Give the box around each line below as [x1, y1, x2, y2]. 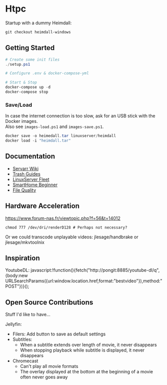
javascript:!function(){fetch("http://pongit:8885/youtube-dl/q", [30, 267, 160, 273]
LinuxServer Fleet [12, 176, 49, 182]
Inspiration [5, 253, 40, 262]
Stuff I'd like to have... [5, 312, 50, 318]
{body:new [5, 273, 28, 279]
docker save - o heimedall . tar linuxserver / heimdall [5, 134, 116, 139]
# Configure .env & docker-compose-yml [5, 71, 89, 76]
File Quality [12, 187, 36, 193]
